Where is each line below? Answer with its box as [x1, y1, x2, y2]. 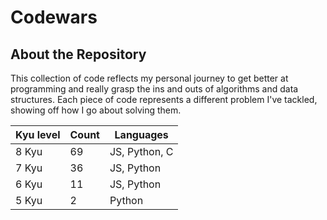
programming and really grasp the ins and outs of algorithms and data [10, 83, 299, 95]
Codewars [10, 6, 98, 29]
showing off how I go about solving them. [10, 104, 182, 116]
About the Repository [10, 46, 147, 63]
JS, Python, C [109, 145, 174, 158]
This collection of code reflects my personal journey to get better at [10, 72, 289, 84]
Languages [114, 128, 169, 141]
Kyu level [15, 128, 61, 141]
